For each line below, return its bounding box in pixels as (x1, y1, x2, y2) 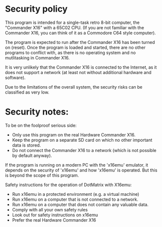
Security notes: (5, 106, 69, 117)
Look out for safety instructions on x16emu (12, 212, 98, 218)
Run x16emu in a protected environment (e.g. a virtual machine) (12, 191, 140, 197)
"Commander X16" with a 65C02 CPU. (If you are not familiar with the (5, 24, 144, 30)
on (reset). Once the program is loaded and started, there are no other (5, 44, 146, 50)
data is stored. (12, 142, 41, 148)
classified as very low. (5, 89, 50, 95)
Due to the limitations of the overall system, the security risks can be (5, 84, 143, 90)
